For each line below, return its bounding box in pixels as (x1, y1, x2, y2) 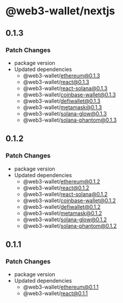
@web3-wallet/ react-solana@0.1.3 (23, 85, 108, 92)
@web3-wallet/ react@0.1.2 (23, 184, 90, 191)
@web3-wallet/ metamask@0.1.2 (23, 209, 102, 217)
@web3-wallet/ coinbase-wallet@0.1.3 (23, 91, 116, 98)
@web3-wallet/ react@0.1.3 (23, 78, 90, 85)
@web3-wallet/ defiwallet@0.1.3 (23, 97, 100, 104)
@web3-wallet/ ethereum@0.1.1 (23, 283, 99, 290)
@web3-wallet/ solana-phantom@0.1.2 (23, 222, 117, 229)
